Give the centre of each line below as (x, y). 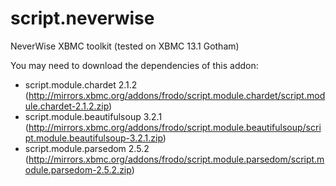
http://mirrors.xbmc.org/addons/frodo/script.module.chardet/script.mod (177, 95)
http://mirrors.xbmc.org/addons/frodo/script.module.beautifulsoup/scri (175, 127)
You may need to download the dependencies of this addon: (134, 65)
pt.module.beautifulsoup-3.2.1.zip (93, 138)
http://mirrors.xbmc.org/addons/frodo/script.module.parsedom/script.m (176, 159)
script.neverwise (82, 18)
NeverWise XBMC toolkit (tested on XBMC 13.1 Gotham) (125, 46)
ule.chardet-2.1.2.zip (67, 106)
